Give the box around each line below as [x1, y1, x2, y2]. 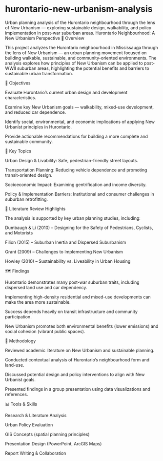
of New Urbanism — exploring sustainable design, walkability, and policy [5, 24, 152, 30]
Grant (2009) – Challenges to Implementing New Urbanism [5, 249, 123, 254]
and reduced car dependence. [5, 109, 66, 115]
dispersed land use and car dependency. [5, 284, 87, 290]
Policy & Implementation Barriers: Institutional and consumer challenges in [5, 191, 155, 197]
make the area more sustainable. [5, 299, 71, 305]
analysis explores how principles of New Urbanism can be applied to [5, 60, 143, 66]
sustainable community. [5, 138, 53, 145]
